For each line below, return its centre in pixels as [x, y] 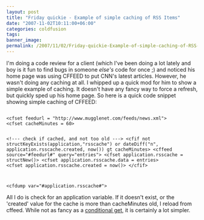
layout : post [23, 12]
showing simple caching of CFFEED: [52, 101]
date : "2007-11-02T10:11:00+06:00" [51, 23]
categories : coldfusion [36, 29]
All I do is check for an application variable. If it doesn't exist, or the [90, 197]
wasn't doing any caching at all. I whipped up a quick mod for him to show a [101, 82]
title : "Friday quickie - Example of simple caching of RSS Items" [93, 18]
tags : [13, 35]
